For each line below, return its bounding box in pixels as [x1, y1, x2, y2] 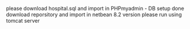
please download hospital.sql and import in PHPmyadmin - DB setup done [6, 5, 184, 12]
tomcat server [6, 17, 40, 24]
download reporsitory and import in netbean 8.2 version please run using [6, 11, 182, 18]
